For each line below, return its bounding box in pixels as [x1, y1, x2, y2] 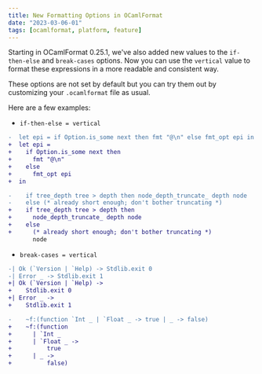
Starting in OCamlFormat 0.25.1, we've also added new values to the [8, 48, 228, 57]
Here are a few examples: [8, 103, 91, 112]
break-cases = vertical [19, 251, 98, 259]
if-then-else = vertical [19, 119, 101, 128]
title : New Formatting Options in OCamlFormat [8, 11, 163, 20]
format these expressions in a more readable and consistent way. [8, 64, 220, 74]
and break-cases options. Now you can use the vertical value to [42, 56, 251, 65]
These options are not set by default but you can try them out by [8, 79, 217, 89]
